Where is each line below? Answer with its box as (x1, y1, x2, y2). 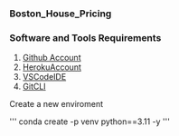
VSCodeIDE (22, 72, 67, 83)
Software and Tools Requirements (9, 31, 162, 44)
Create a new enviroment (9, 99, 104, 110)
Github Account (22, 53, 81, 63)
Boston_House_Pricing (9, 7, 112, 20)
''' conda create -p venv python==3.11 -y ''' (9, 116, 170, 127)
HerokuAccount (22, 62, 81, 73)
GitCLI (22, 81, 47, 92)
